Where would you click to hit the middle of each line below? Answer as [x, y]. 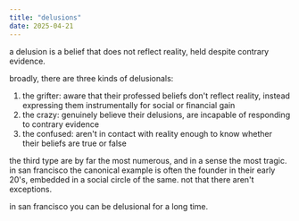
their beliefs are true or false [74, 143]
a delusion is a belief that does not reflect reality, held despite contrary [139, 51]
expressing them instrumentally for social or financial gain [129, 105]
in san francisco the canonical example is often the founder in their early [142, 170]
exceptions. [30, 189]
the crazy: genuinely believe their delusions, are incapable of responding [156, 115]
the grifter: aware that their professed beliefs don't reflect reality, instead [156, 96]
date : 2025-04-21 [42, 26]
